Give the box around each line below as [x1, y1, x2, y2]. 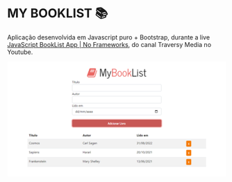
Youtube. [7, 48, 33, 56]
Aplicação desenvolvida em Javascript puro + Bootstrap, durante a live [7, 33, 210, 42]
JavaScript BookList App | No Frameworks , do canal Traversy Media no [7, 40, 212, 48]
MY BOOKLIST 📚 [7, 6, 108, 21]
